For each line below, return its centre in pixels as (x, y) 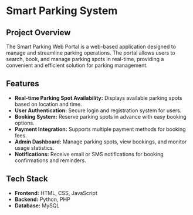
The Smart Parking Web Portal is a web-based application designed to (91, 46)
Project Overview (38, 33)
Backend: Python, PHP (42, 199)
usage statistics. (34, 147)
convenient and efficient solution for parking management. (77, 65)
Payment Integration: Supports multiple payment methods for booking (100, 129)
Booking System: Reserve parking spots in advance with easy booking (100, 116)
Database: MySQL (37, 205)
